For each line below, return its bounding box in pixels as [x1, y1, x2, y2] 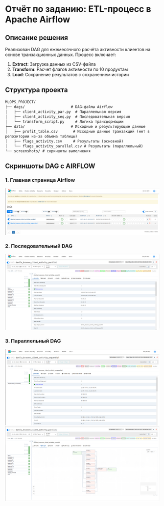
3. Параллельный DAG [5, 337, 61, 344]
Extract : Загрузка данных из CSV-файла [12, 61, 96, 67]
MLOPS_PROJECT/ [5, 99, 36, 104]
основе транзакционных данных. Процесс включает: [5, 52, 117, 57]
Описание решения [5, 33, 69, 42]
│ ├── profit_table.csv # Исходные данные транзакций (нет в [5, 129, 150, 134]
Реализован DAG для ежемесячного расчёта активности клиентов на [5, 47, 151, 52]
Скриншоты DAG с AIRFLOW [5, 162, 95, 170]
